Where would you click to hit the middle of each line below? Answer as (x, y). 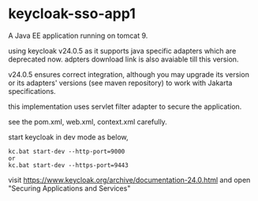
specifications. (32, 91)
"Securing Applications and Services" (69, 188)
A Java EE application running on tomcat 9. (78, 35)
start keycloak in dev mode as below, (68, 137)
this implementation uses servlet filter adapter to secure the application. (125, 106)
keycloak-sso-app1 (72, 14)
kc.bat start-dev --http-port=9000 (67, 151)
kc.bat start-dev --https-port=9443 (68, 165)
